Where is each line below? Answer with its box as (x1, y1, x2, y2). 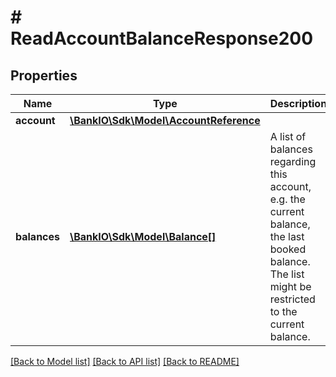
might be (269, 280, 312, 293)
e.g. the (269, 192, 306, 206)
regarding (269, 155, 317, 168)
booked (269, 242, 307, 256)
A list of (269, 130, 307, 143)
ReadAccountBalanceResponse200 (10, 27, 314, 50)
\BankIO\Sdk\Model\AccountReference (69, 114, 261, 127)
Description (269, 97, 328, 110)
